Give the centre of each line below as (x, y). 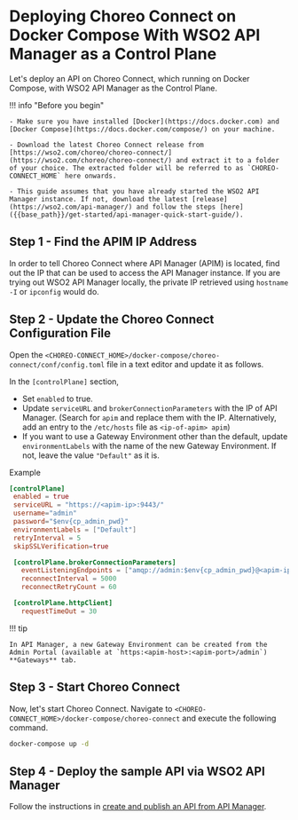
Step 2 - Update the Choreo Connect (112, 320)
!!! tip (19, 628)
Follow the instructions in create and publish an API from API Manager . (138, 807)
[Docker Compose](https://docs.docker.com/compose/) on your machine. (142, 129)
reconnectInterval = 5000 (69, 579)
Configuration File (60, 333)
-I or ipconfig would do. (54, 291)
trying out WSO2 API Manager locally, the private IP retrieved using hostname (149, 282)
